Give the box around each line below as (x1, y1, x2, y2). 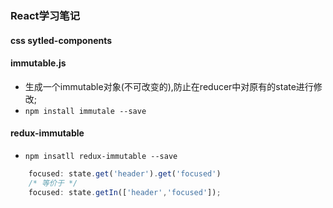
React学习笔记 (10, 8, 81, 22)
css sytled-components (10, 34, 113, 46)
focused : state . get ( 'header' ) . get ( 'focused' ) (28, 168, 222, 179)
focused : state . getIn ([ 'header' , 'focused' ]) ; (28, 187, 222, 197)
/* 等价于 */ (28, 178, 78, 188)
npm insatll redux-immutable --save (24, 151, 178, 161)
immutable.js (10, 57, 67, 69)
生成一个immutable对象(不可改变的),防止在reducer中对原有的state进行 (24, 80, 314, 92)
